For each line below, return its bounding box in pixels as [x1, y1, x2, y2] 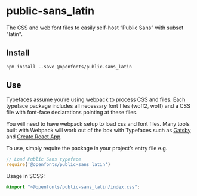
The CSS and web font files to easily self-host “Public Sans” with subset [6, 24, 184, 31]
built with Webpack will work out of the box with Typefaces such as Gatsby [6, 126, 191, 134]
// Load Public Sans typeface [6, 156, 82, 162]
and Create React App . [6, 133, 62, 140]
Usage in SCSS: [6, 173, 45, 180]
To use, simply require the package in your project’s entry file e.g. [6, 144, 168, 152]
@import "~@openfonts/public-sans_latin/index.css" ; [6, 184, 140, 190]
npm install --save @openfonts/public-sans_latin [6, 64, 133, 70]
